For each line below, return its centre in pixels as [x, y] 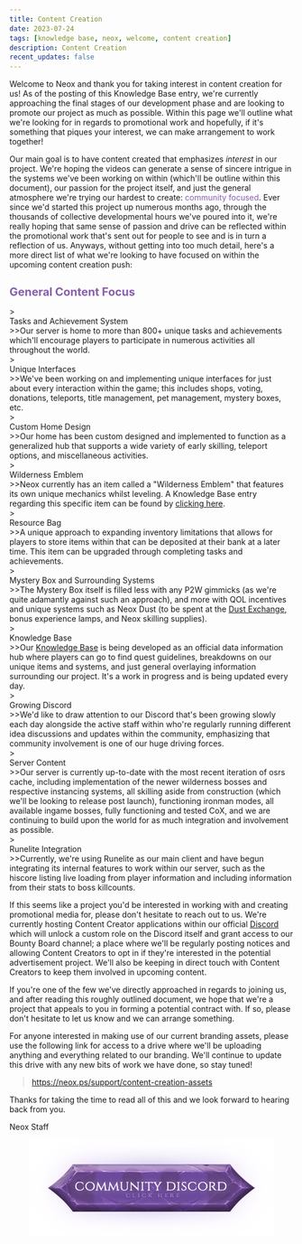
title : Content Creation [56, 19]
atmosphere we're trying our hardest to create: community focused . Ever [145, 198]
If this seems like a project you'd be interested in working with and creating [149, 904]
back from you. [37, 1109]
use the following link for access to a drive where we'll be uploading [136, 1045]
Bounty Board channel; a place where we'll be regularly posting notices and [150, 943]
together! [26, 142]
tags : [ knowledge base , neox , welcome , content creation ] [120, 38]
